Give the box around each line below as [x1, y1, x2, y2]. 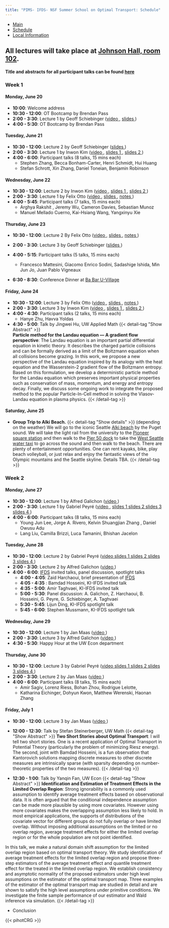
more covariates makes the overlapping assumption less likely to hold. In [12, 807, 163, 813]
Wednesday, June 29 [5, 618, 51, 624]
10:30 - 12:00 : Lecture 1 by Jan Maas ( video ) [12, 630, 108, 636]
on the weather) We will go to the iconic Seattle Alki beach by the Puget [12, 424, 161, 430]
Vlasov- [138, 391, 155, 397]
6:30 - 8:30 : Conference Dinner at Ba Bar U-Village [12, 277, 120, 283]
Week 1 [5, 81, 24, 88]
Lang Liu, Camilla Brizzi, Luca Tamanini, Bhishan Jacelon [20, 530, 138, 536]
